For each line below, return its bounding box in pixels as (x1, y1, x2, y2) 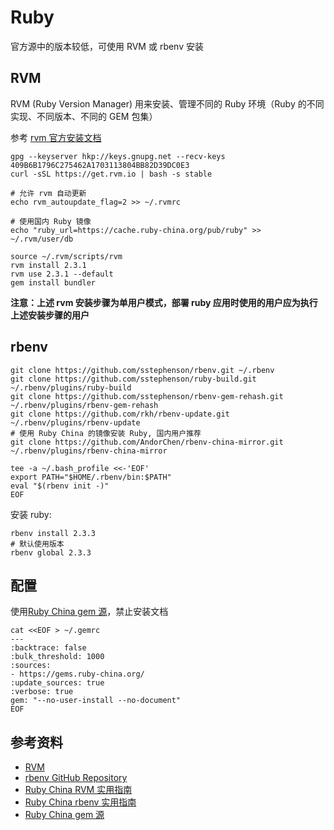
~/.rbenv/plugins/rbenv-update (10, 417, 141, 428)
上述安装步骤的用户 (10, 309, 90, 321)
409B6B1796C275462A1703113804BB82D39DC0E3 (10, 160, 190, 170)
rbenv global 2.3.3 (10, 547, 92, 558)
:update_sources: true (10, 678, 105, 688)
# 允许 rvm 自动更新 (10, 188, 87, 198)
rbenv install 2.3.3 (10, 528, 97, 538)
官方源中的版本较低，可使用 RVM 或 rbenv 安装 (10, 40, 204, 52)
